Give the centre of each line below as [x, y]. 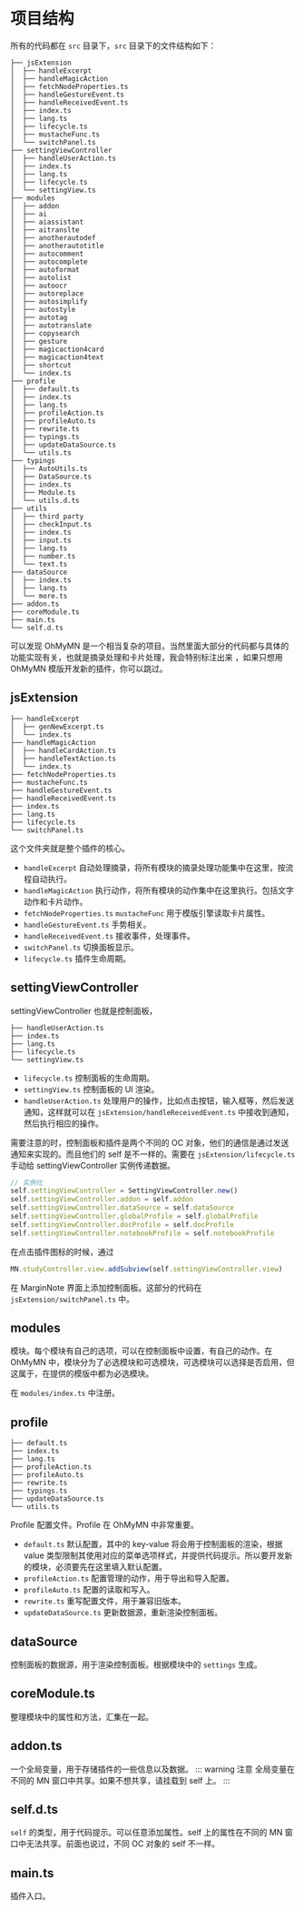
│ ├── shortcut [41, 365]
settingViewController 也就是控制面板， [84, 1010]
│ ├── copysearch [45, 333]
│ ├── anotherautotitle [57, 246]
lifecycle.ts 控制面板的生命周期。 [89, 1078]
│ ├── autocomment [47, 254]
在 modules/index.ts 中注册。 [65, 1393]
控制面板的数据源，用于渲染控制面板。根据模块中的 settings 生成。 [136, 1664]
